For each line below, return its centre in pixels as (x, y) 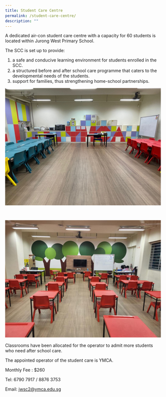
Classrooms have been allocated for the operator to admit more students (79, 345)
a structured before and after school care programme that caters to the (84, 71)
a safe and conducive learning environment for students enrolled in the (84, 60)
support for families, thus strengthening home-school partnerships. (81, 81)
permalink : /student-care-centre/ (41, 16)
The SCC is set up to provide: (35, 51)
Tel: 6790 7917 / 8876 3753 (33, 380)
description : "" (22, 21)
